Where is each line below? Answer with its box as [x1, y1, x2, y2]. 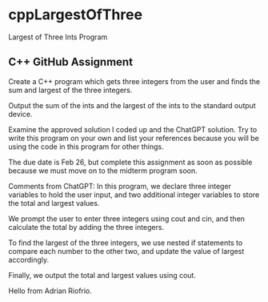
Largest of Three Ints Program [8, 32, 108, 42]
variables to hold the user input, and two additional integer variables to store [8, 190, 260, 199]
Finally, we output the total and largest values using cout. [8, 270, 196, 280]
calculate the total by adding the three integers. [8, 222, 165, 232]
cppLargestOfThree [8, 6, 142, 24]
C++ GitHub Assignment [8, 55, 134, 69]
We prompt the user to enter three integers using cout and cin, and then [8, 214, 246, 223]
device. [8, 109, 33, 119]
